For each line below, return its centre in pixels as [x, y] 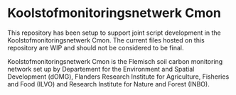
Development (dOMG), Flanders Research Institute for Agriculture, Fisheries [118, 77]
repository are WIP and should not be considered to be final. [96, 47]
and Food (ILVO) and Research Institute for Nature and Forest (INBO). [108, 84]
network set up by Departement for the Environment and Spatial [101, 69]
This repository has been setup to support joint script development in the [114, 33]
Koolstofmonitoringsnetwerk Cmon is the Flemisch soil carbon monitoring [115, 61]
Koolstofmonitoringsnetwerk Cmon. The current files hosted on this [106, 40]
